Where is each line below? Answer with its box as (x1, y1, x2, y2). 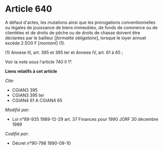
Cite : (5, 78, 15, 83)
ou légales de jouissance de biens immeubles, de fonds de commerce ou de (5, 24, 158, 30)
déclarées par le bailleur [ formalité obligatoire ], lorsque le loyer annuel (5, 35, 146, 41)
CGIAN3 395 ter (12, 92, 45, 98)
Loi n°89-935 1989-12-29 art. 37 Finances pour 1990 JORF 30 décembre (12, 116, 159, 122)
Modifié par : (5, 107, 30, 113)
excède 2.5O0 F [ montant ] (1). (5, 40, 66, 46)
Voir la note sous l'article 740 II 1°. (5, 59, 72, 65)
